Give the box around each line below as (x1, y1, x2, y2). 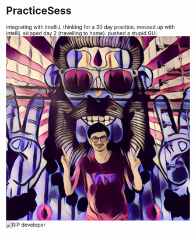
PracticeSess (6, 4, 72, 18)
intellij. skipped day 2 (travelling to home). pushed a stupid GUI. (6, 29, 159, 36)
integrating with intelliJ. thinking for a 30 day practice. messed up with (6, 23, 175, 30)
